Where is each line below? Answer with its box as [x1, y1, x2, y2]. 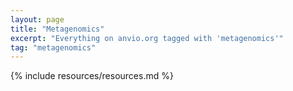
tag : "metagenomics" [10, 42, 97, 53]
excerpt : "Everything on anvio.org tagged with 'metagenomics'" [10, 33, 284, 43]
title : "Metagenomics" [10, 24, 105, 34]
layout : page [10, 14, 65, 25]
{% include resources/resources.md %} [10, 70, 174, 82]
